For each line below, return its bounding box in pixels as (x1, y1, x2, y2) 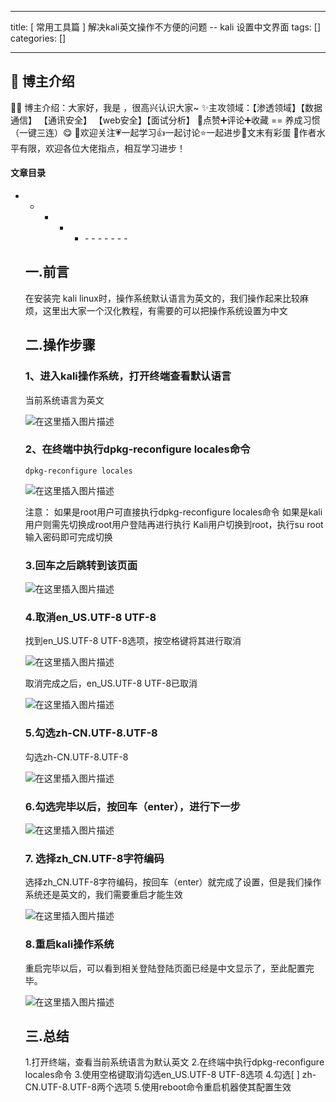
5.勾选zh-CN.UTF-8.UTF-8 (24, 726, 158, 740)
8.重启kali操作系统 (24, 937, 115, 951)
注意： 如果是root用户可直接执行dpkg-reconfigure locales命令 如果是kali (24, 506, 323, 518)
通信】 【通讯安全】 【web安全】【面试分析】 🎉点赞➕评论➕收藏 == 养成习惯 (10, 114, 321, 126)
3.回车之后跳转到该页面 (24, 558, 138, 572)
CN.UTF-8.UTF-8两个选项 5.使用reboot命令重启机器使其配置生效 (24, 1081, 292, 1093)
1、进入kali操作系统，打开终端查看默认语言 (24, 369, 232, 383)
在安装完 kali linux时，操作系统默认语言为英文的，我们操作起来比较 (24, 292, 300, 304)
